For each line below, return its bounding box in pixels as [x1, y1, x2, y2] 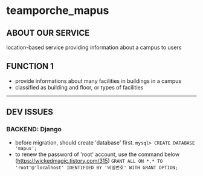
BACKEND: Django [6, 125, 62, 134]
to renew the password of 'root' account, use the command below [14, 151, 180, 158]
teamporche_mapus [6, 4, 109, 18]
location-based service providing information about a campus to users [6, 44, 182, 51]
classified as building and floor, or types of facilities [14, 83, 144, 91]
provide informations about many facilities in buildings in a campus [14, 77, 182, 85]
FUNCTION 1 [6, 61, 54, 71]
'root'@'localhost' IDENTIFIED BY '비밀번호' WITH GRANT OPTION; [14, 165, 178, 171]
